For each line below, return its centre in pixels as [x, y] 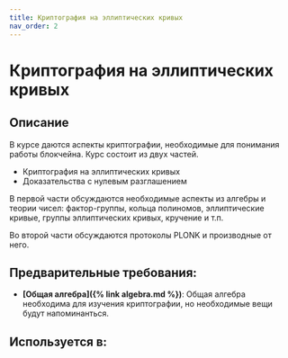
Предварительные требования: [103, 272]
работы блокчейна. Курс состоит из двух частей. [104, 154]
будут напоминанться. [66, 313]
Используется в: [58, 341]
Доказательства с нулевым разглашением [104, 181]
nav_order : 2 [34, 26]
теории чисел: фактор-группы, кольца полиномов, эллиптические [137, 208]
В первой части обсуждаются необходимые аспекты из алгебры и [138, 198]
